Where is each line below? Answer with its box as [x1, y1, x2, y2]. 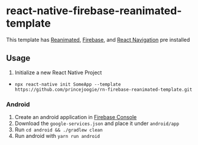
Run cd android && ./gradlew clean [14, 126, 103, 133]
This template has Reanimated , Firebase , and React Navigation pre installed [6, 36, 190, 43]
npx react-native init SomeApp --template [14, 81, 121, 87]
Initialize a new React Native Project [14, 69, 102, 76]
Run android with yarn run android [14, 133, 100, 140]
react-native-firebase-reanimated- [6, 4, 182, 18]
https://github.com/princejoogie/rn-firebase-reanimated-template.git [14, 87, 193, 93]
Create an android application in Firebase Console [14, 114, 137, 121]
